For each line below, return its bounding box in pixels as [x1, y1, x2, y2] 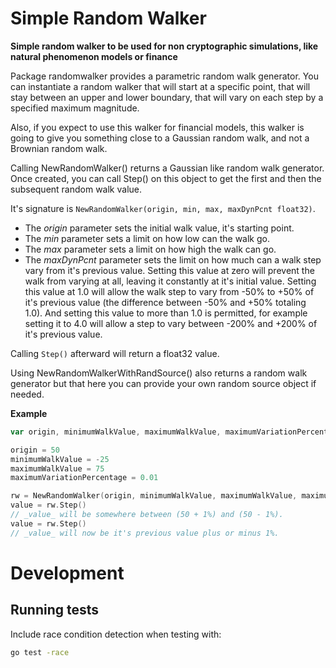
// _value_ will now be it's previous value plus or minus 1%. [10, 528, 280, 538]
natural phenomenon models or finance [10, 50, 178, 62]
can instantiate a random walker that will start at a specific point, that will [10, 80, 311, 92]
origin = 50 [10, 445, 60, 455]
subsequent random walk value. [10, 183, 143, 195]
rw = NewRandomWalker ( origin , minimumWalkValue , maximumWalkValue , [10, 491, 298, 501]
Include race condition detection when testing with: [10, 628, 222, 640]
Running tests [10, 602, 100, 619]
